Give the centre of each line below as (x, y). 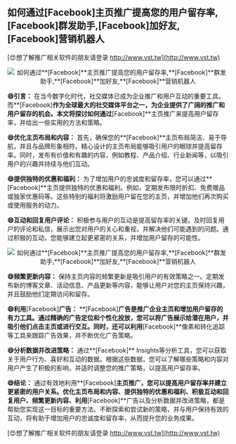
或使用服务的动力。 (35, 205)
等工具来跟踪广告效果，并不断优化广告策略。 (72, 335)
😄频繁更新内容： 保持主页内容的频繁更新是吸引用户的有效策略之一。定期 (113, 276)
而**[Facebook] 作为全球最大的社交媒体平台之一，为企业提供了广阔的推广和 (116, 105)
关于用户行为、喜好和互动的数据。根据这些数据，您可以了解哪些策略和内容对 (118, 359)
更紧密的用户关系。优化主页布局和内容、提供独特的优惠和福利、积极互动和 (115, 391)
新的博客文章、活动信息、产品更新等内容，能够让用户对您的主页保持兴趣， (121, 285)
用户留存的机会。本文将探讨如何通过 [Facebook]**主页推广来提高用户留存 (113, 113)
